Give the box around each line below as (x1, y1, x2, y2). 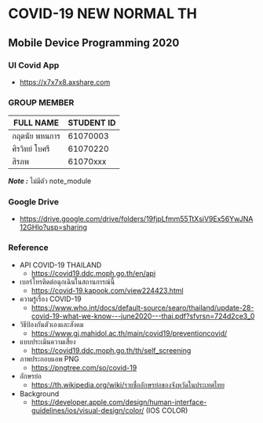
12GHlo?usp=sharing (19, 223, 88, 232)
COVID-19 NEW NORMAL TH (8, 5, 198, 23)
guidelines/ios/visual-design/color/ (31, 406, 144, 415)
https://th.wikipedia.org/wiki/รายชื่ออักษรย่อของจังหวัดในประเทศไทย (31, 380, 225, 389)
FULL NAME (13, 117, 59, 128)
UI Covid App (8, 60, 60, 71)
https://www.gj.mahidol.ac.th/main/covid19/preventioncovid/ (31, 328, 228, 338)
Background (19, 388, 60, 398)
